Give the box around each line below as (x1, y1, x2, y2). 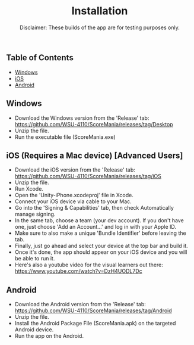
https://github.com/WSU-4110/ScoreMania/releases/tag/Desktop (14, 120, 173, 128)
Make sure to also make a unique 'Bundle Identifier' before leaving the (14, 229, 186, 237)
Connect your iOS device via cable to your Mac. (14, 198, 132, 205)
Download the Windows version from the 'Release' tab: (14, 114, 150, 122)
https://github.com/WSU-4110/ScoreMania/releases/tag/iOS (14, 173, 162, 180)
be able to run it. (14, 255, 55, 262)
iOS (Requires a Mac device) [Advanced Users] (6, 150, 183, 160)
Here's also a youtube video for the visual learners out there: (14, 261, 163, 269)
